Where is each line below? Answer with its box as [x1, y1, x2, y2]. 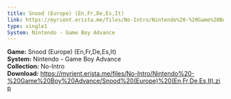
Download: [7, 70, 39, 78]
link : [7, 16, 23, 23]
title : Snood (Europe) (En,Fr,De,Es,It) [7, 10, 125, 17]
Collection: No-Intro [7, 62, 65, 70]
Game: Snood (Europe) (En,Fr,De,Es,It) [7, 48, 117, 56]
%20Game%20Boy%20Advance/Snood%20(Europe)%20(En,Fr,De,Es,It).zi [7, 76, 221, 85]
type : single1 [7, 23, 48, 29]
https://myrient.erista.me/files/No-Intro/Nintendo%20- [40, 70, 195, 78]
